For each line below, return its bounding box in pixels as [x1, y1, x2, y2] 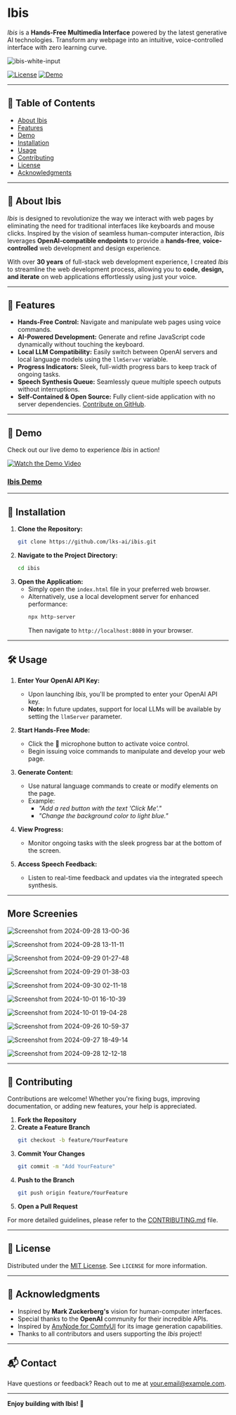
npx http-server [27, 614, 76, 621]
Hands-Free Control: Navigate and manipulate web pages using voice [17, 318, 221, 326]
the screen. [27, 846, 61, 855]
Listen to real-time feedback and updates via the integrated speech [27, 873, 223, 881]
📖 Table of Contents [7, 97, 96, 110]
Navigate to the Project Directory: [17, 551, 118, 560]
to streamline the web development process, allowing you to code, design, [7, 265, 224, 273]
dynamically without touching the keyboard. [17, 340, 145, 349]
